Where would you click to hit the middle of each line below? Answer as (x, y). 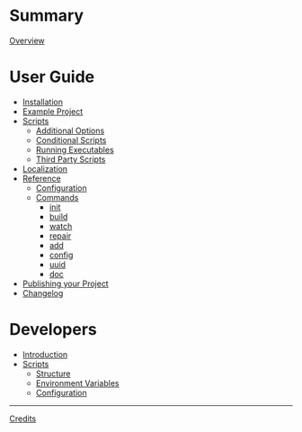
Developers (53, 330)
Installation (43, 102)
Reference (41, 178)
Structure (53, 373)
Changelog (43, 292)
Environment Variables (77, 382)
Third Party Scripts (71, 159)
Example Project (53, 111)
